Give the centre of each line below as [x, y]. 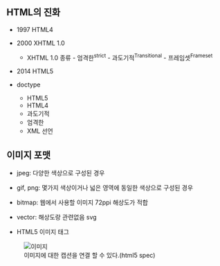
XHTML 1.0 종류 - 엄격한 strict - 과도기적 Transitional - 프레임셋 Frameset [120, 57]
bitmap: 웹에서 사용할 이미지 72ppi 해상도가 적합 [82, 202]
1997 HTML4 [35, 29]
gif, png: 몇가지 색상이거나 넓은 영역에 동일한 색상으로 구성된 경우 [105, 188]
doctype [28, 85]
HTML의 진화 [34, 12]
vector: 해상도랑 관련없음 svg [57, 218]
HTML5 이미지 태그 [43, 232]
